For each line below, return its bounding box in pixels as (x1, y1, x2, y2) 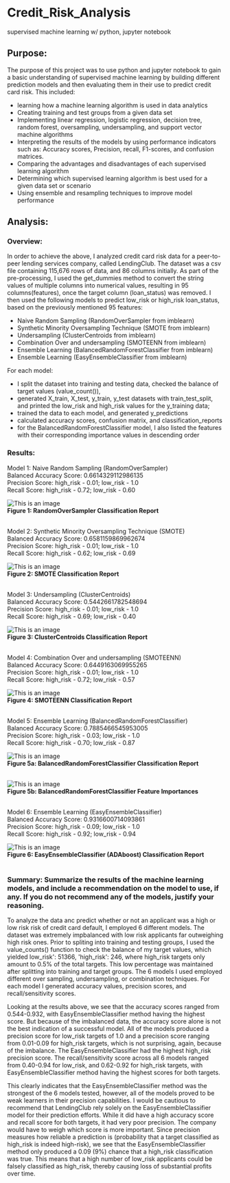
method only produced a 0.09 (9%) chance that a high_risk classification (7, 1147, 213, 1156)
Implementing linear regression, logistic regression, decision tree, (16, 116, 203, 124)
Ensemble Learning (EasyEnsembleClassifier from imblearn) (16, 353, 187, 362)
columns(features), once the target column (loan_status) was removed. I (7, 289, 211, 297)
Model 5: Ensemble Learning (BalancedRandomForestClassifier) (7, 717, 188, 725)
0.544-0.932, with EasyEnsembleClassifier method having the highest (7, 1010, 205, 1019)
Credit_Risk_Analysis (7, 5, 131, 21)
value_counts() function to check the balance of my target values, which (7, 946, 211, 954)
